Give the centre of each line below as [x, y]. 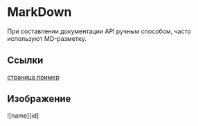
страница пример [34, 77]
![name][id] [23, 116]
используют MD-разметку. [47, 38]
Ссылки [25, 61]
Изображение [39, 99]
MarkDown [39, 12]
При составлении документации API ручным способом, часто [99, 31]
